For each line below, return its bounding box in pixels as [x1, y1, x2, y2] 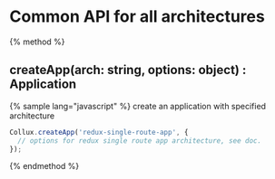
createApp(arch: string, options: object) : [9, 62, 247, 78]
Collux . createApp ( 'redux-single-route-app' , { [9, 127, 189, 137]
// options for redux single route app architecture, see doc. [17, 136, 261, 146]
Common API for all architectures [9, 6, 265, 27]
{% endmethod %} [9, 161, 80, 172]
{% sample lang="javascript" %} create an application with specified [9, 100, 266, 111]
